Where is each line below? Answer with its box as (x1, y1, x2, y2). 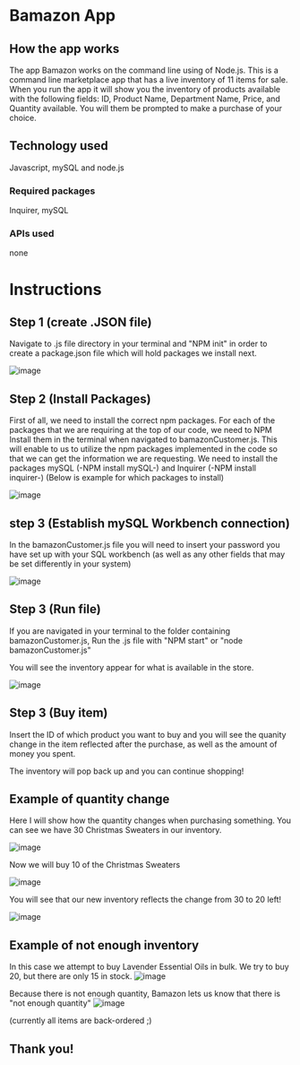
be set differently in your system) (9, 558, 132, 569)
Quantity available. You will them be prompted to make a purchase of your (9, 103, 282, 113)
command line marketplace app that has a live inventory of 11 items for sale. (9, 74, 288, 85)
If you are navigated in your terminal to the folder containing (9, 625, 231, 636)
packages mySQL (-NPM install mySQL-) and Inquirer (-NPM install (9, 463, 257, 473)
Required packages (9, 185, 96, 197)
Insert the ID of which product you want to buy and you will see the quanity (9, 729, 287, 740)
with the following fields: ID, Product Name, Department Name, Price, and (9, 93, 280, 104)
